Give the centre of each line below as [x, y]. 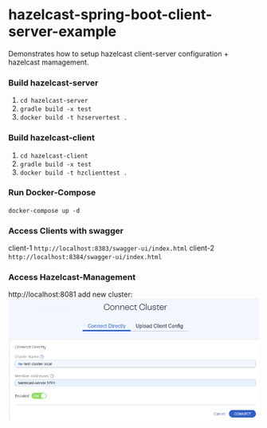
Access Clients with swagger [66, 230]
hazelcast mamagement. [49, 62]
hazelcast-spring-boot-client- [110, 15]
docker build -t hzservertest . [73, 118]
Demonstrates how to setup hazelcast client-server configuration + [118, 53]
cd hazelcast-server [54, 101]
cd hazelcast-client [54, 156]
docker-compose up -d [44, 210]
